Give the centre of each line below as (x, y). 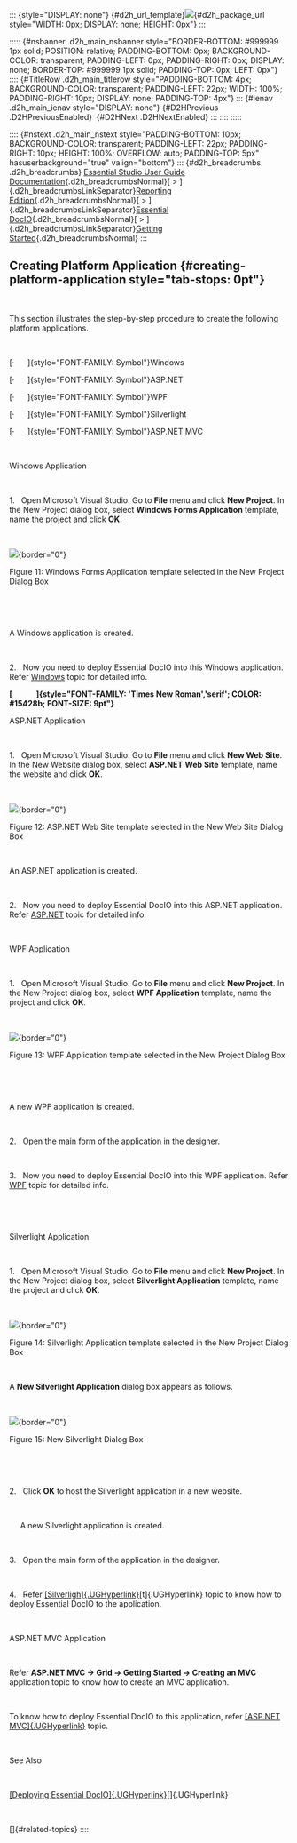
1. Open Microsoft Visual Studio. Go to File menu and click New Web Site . (146, 754)
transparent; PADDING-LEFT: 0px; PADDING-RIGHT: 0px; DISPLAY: (163, 60)
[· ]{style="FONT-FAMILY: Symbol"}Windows (97, 362)
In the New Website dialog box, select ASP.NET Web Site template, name (143, 764)
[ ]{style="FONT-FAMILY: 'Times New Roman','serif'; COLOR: (135, 694)
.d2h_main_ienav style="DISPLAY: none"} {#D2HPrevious (114, 108)
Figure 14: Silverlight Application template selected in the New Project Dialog (149, 1343)
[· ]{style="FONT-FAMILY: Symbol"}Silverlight (98, 414)
